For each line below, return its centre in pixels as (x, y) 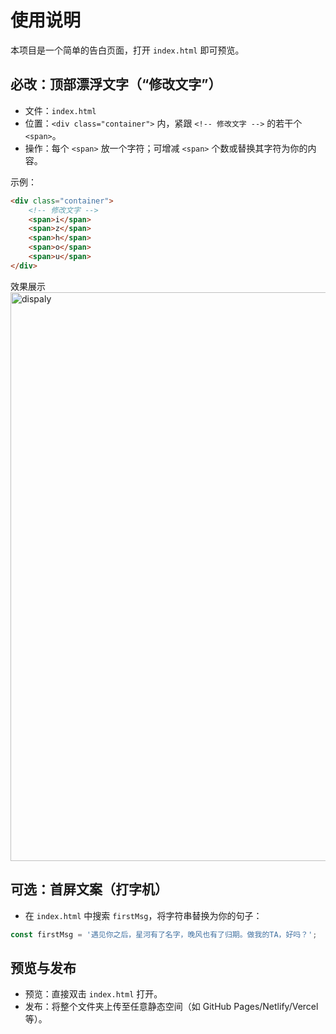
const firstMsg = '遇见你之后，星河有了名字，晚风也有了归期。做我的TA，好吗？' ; (164, 934)
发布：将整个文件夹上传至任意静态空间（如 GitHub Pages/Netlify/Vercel (171, 1007)
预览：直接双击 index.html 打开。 (93, 994)
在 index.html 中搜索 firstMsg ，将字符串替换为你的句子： (143, 915)
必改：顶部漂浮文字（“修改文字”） (116, 84)
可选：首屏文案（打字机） (89, 889)
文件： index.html (60, 110)
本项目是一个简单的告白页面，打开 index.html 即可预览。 (127, 50)
